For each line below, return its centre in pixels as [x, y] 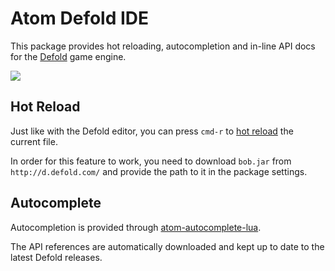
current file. [34, 141]
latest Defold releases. [56, 257]
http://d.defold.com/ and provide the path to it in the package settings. [159, 171]
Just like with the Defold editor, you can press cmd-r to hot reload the [152, 131]
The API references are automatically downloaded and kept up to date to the [167, 246]
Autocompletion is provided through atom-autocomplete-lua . [136, 227]
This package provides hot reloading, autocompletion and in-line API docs [163, 46]
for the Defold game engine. [68, 56]
